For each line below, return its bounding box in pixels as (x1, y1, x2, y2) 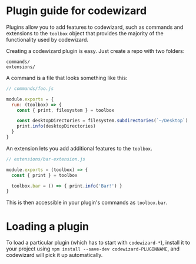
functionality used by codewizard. (6, 36, 89, 43)
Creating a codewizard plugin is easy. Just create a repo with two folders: (6, 47, 185, 54)
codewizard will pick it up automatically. (6, 252, 103, 259)
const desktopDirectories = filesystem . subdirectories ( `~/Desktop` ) (16, 118, 188, 124)
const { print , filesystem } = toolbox (16, 107, 115, 113)
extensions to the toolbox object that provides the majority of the (6, 29, 164, 36)
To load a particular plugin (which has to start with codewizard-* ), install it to (6, 239, 190, 246)
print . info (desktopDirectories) (16, 123, 96, 129)
